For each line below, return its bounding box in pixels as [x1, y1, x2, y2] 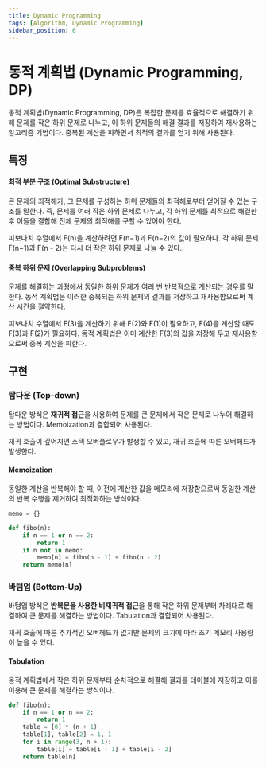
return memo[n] [22, 561, 73, 569]
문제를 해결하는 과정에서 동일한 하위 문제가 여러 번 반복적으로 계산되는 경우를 [8, 282, 246, 291]
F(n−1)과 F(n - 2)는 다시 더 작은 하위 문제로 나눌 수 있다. [8, 243, 183, 252]
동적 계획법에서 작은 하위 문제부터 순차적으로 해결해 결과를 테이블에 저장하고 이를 [8, 675, 259, 684]
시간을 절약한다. [16, 302, 66, 311]
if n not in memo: [22, 546, 83, 554]
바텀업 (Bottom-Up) [8, 582, 83, 593]
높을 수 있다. [16, 637, 56, 647]
